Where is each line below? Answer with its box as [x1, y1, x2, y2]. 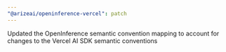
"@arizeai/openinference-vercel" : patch [7, 10, 128, 17]
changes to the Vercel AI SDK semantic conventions [7, 36, 158, 45]
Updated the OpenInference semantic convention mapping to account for [7, 29, 220, 37]
